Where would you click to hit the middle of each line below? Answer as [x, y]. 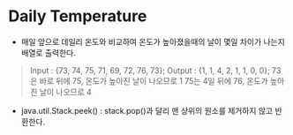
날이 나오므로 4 [65, 92]
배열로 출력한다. [48, 52]
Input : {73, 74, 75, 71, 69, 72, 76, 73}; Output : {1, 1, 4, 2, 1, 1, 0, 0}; [150, 70]
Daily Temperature [78, 16]
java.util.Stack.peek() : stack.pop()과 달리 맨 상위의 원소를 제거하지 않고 [147, 110]
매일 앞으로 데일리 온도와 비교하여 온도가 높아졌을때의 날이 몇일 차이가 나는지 [153, 41]
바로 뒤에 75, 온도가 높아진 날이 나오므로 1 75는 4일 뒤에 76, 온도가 [154, 80]
